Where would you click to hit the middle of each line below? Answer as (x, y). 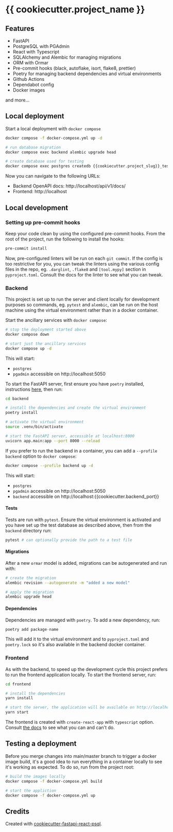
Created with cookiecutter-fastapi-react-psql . (54, 824)
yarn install (19, 698)
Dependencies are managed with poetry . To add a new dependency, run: (83, 620)
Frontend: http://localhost (40, 192)
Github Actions (29, 79)
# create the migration (31, 578)
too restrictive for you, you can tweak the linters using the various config (82, 264)
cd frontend (18, 684)
